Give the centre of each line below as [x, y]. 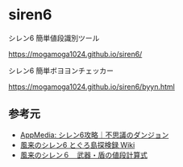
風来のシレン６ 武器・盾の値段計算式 [83, 155]
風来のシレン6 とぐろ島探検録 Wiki [77, 145]
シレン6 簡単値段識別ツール [54, 38]
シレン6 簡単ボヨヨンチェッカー [61, 71]
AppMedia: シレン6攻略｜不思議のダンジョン [94, 135]
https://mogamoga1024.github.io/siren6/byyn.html [92, 87]
